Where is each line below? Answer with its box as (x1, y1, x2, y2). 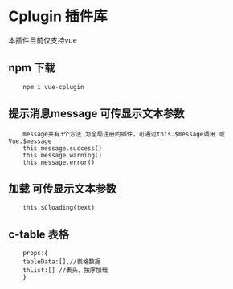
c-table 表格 (8, 227, 70, 241)
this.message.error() (22, 158, 95, 166)
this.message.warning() (22, 151, 103, 159)
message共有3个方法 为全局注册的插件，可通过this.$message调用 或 (22, 130, 226, 138)
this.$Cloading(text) (22, 204, 95, 212)
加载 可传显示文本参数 (8, 181, 117, 195)
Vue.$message (8, 137, 52, 145)
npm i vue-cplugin (22, 83, 84, 91)
